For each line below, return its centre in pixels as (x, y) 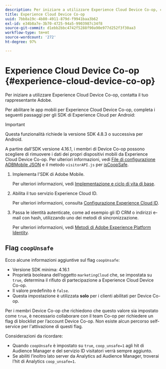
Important (15, 124)
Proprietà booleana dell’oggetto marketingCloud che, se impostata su (82, 275)
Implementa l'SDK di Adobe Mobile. (48, 174)
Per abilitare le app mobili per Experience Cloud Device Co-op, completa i (80, 110)
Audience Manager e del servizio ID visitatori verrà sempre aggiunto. (82, 351)
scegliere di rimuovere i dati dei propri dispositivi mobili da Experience (77, 154)
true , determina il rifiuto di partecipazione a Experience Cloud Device (83, 280)
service (13, 326)
